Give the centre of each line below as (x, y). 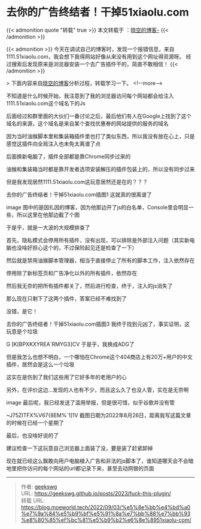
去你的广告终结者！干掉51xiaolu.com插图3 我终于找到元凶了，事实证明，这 (98, 324)
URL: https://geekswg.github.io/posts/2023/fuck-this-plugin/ (96, 493)
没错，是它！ (22, 311)
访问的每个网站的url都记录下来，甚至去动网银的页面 (90, 468)
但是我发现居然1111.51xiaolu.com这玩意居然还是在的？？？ (77, 182)
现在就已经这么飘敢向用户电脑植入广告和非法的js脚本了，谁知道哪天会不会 (97, 461)
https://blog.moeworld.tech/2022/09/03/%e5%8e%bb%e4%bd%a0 (106, 507)
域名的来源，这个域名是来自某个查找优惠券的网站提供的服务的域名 (87, 123)
